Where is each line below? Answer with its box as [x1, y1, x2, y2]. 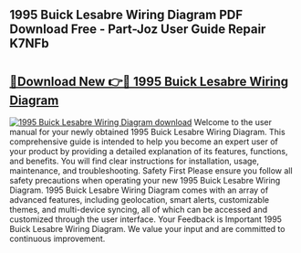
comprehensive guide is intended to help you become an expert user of [9, 136, 278, 147]
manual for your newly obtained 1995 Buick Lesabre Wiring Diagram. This [9, 127, 285, 137]
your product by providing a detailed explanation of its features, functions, [9, 146, 289, 156]
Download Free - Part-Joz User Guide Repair [9, 22, 266, 37]
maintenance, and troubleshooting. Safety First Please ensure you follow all [9, 165, 294, 176]
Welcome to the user [193, 117, 272, 127]
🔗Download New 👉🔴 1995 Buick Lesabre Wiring [9, 73, 289, 90]
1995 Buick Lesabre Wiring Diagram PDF [9, 7, 244, 23]
